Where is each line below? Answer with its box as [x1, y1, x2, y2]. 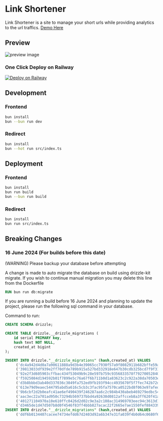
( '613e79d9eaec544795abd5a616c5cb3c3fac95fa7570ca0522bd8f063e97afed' [16, 385, 162, 390]
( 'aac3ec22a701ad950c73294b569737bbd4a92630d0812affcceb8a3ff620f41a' [16, 394, 162, 399]
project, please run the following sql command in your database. [5, 303, 134, 309]
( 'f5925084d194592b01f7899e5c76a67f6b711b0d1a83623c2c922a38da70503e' [16, 376, 162, 381]
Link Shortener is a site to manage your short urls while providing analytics [5, 19, 154, 25]
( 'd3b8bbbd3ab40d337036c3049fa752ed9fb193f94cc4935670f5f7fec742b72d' [16, 381, 162, 386]
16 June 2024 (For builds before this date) [5, 249, 106, 256]
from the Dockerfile [5, 280, 44, 286]
